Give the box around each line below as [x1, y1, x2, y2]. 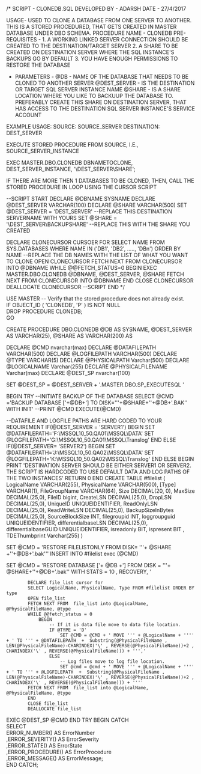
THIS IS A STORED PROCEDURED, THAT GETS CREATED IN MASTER [6, 23, 177, 30]
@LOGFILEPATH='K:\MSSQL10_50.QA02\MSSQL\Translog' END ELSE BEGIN [6, 456, 194, 462]
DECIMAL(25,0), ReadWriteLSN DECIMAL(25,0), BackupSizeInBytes [6, 507, 174, 513]
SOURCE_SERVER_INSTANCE [6, 147, 80, 154]
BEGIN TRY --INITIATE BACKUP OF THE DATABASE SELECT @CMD [6, 393, 174, 400]
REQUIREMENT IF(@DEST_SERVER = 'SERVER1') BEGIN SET [6, 424, 155, 430]
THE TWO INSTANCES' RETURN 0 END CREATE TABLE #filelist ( [6, 475, 166, 481]
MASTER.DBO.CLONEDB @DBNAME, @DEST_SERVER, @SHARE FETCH [6, 270, 184, 278]
